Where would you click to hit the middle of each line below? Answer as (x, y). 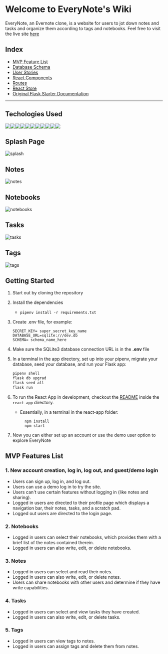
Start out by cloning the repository (48, 293)
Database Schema (31, 67)
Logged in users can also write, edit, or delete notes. (66, 577)
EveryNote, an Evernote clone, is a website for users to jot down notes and (82, 23)
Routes (20, 83)
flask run (23, 388)
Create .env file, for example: (42, 322)
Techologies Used (34, 114)
